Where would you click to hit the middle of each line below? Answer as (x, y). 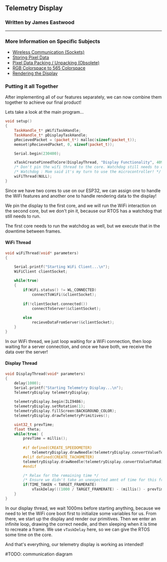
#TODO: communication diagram (39, 554)
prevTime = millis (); (45, 439)
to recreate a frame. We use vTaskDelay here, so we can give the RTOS (78, 529)
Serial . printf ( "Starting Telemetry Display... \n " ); (69, 388)
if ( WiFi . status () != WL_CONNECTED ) (60, 290)
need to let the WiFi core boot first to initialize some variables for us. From (81, 513)
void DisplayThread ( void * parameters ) (45, 374)
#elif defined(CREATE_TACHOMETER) (59, 457)
